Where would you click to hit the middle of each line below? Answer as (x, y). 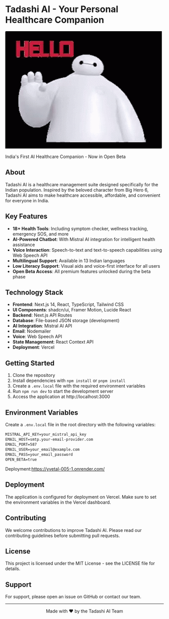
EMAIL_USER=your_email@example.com (43, 449)
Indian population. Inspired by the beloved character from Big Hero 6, (77, 190)
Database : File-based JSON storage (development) (66, 321)
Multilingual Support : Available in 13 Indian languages (69, 261)
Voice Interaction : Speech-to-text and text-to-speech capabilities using (87, 250)
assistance (24, 245)
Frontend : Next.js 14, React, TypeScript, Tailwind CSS (68, 304)
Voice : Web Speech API (37, 337)
